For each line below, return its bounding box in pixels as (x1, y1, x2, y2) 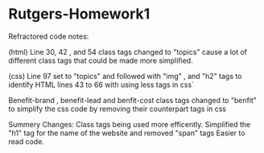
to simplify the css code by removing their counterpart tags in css (8, 104, 227, 114)
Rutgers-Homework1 (8, 5, 151, 23)
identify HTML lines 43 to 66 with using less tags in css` (8, 80, 195, 89)
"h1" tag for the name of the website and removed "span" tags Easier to (8, 128, 245, 138)
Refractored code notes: (8, 31, 89, 41)
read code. (8, 136, 44, 146)
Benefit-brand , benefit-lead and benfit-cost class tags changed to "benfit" (8, 95, 258, 105)
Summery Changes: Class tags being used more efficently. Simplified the (8, 119, 251, 129)
